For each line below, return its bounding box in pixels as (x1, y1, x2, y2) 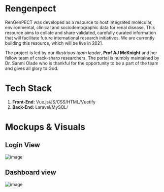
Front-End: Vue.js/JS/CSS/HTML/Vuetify (12, 99, 96, 105)
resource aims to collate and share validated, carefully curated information (5, 30, 156, 35)
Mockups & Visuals (5, 122, 85, 133)
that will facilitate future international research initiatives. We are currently (5, 35, 155, 41)
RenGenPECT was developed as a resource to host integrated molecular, (5, 19, 153, 25)
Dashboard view (5, 168, 57, 177)
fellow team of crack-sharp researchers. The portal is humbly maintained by (5, 55, 160, 61)
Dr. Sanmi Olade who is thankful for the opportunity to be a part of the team (5, 60, 159, 66)
